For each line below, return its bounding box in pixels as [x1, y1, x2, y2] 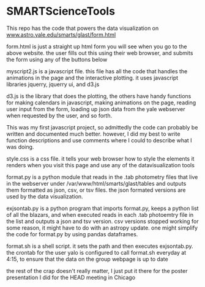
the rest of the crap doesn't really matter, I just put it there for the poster [6, 267, 188, 274]
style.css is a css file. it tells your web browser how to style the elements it [6, 154, 195, 162]
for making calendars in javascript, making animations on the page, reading [6, 99, 196, 106]
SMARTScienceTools [6, 4, 115, 18]
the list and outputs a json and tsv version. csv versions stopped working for [6, 217, 199, 225]
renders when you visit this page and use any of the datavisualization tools [6, 161, 195, 169]
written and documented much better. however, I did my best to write [6, 130, 181, 137]
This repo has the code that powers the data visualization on [6, 24, 159, 32]
